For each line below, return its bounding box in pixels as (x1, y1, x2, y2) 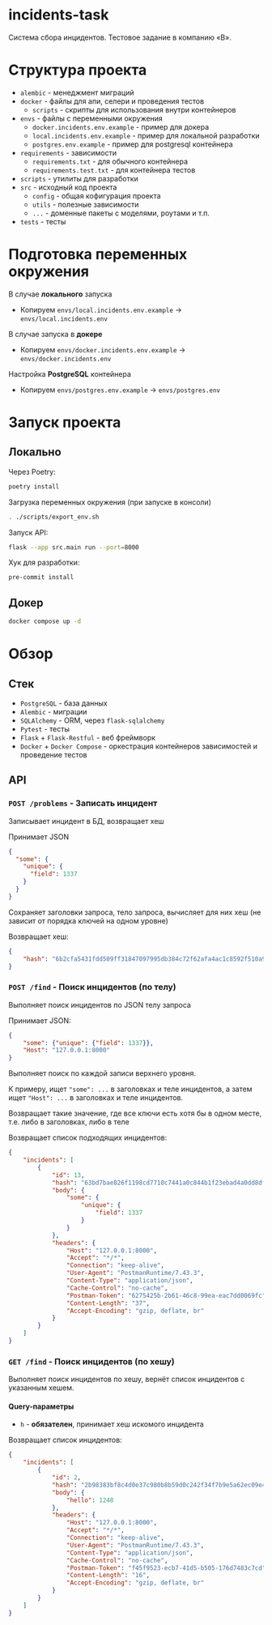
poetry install (8, 482, 60, 491)
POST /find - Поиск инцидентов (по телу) (8, 982, 176, 993)
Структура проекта (8, 61, 147, 79)
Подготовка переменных (8, 245, 188, 264)
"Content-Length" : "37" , (66, 1299, 151, 1307)
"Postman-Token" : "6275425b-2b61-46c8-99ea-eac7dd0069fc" (66, 1291, 266, 1299)
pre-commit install (8, 574, 74, 582)
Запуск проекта (8, 413, 121, 431)
